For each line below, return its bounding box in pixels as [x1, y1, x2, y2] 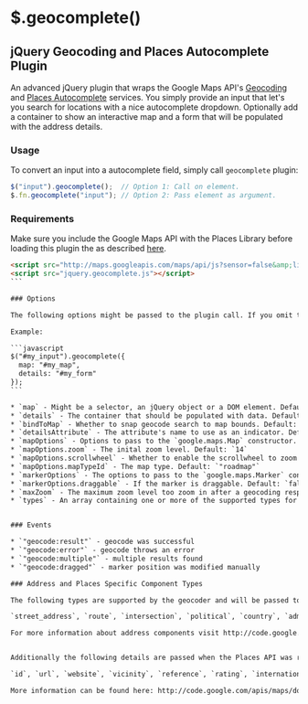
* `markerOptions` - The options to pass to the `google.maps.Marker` [10, 470, 285, 480]
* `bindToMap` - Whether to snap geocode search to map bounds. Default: [10, 420, 298, 429]
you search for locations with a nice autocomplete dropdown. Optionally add [10, 101, 299, 112]
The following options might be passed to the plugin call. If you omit [10, 310, 293, 320]
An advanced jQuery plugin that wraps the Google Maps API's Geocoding [10, 82, 287, 93]
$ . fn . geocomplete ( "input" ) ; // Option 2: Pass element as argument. [10, 191, 277, 200]
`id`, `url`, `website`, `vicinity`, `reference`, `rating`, [10, 670, 249, 679]
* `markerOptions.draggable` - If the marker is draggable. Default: [10, 479, 281, 488]
